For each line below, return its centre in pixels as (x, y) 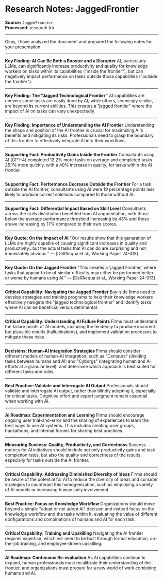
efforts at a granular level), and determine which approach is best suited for (81, 366)
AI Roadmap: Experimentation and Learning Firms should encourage (75, 415)
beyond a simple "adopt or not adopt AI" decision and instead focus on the (80, 509)
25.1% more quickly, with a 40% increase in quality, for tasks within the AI (79, 165)
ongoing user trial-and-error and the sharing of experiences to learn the (77, 420)
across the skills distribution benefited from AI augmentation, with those (77, 213)
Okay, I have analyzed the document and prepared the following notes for (78, 41)
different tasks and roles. (30, 372)
